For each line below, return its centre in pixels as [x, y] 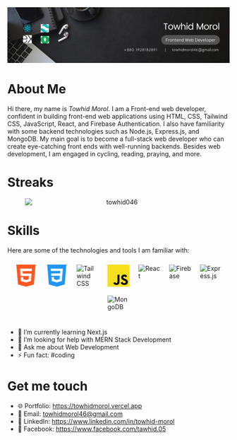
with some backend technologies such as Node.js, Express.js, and [103, 131]
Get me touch [48, 386]
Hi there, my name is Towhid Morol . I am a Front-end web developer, [107, 108]
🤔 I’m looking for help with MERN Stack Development [94, 340]
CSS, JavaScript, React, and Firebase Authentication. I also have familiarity [116, 124]
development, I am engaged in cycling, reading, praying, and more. [105, 154]
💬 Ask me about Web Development [68, 347]
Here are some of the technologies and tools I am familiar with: [98, 250]
